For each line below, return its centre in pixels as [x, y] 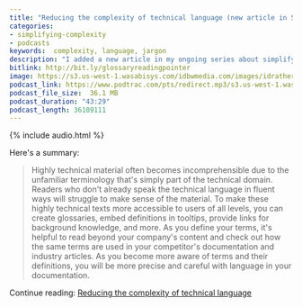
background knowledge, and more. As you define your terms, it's [151, 228]
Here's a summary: [44, 153]
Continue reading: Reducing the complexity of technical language [131, 293]
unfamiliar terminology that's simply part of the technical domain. [152, 180]
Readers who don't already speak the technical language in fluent [153, 189]
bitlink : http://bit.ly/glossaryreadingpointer [100, 68]
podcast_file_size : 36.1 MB [64, 93]
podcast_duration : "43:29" [60, 101]
